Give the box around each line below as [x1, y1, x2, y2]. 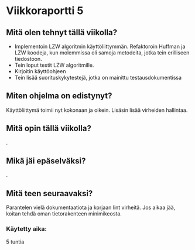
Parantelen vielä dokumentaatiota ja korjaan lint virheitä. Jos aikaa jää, [6, 204, 176, 211]
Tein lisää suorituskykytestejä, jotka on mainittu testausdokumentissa [14, 74, 182, 81]
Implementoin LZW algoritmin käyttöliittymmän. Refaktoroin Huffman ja [14, 43, 186, 50]
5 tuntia [6, 238, 25, 245]
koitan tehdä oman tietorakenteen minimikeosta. [6, 210, 122, 217]
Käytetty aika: [6, 225, 47, 233]
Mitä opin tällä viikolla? [6, 124, 92, 133]
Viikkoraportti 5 [6, 4, 84, 18]
